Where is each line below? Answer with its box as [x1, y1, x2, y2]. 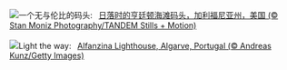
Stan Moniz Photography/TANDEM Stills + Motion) [9, 20, 197, 31]
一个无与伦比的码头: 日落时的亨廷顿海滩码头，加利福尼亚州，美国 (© [18, 10, 279, 20]
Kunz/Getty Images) [9, 50, 84, 61]
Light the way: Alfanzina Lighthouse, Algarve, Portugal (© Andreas [18, 41, 272, 51]
